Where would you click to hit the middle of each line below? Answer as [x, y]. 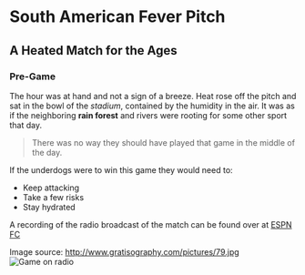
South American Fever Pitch [117, 17]
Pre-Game [33, 76]
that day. [26, 125]
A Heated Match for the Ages [93, 51]
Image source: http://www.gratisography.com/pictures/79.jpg [124, 251]
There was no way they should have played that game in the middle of [163, 142]
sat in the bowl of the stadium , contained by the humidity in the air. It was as [152, 106]
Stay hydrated [49, 207]
